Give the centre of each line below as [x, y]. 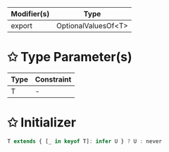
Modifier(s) [30, 14]
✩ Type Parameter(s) [70, 57]
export [22, 26]
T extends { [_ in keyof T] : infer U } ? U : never [84, 141]
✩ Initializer [42, 123]
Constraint [53, 79]
